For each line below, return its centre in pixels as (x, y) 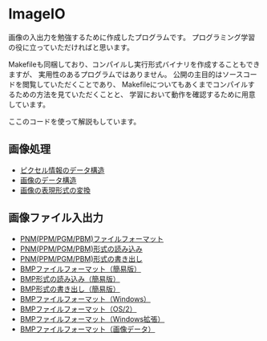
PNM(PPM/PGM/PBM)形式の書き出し (81, 258)
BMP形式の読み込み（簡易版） (70, 278)
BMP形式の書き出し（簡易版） (70, 289)
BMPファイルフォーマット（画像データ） (87, 329)
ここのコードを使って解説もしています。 (75, 121)
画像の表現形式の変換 (55, 190)
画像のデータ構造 (48, 180)
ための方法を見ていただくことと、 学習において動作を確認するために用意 (135, 94)
